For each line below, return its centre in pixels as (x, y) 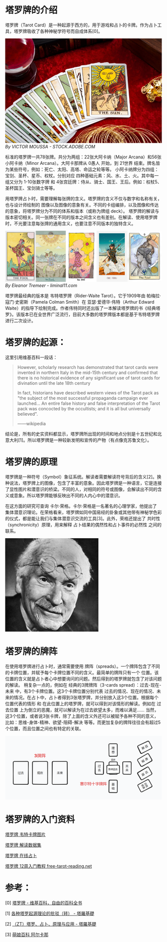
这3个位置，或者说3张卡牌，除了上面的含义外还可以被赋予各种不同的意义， (82, 716)
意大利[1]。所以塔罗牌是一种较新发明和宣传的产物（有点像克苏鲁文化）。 (78, 440)
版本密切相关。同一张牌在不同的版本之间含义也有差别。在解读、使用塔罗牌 (81, 217)
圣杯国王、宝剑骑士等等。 (31, 188)
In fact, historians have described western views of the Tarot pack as (88, 393)
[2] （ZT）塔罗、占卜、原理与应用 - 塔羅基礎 (51, 924)
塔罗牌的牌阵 (32, 651)
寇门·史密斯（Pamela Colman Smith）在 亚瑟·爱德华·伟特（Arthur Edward (80, 302)
